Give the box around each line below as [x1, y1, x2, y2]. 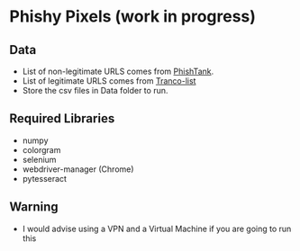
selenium [22, 154, 57, 165]
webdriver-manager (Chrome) [22, 164, 134, 175]
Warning [9, 200, 59, 215]
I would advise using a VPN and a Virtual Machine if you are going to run [22, 223, 292, 234]
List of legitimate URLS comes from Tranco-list [22, 76, 196, 86]
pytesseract [22, 173, 68, 184]
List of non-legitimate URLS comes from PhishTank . [22, 66, 214, 76]
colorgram [22, 144, 61, 155]
